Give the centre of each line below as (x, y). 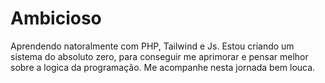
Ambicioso (56, 18)
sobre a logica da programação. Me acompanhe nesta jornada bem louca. (163, 67)
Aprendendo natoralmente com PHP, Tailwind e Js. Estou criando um (152, 46)
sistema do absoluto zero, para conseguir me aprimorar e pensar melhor (159, 56)
